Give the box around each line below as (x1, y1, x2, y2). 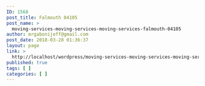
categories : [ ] (6, 71, 48, 77)
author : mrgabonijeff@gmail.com (6, 31, 88, 38)
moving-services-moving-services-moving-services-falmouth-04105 (12, 25, 182, 32)
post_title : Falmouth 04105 (6, 15, 78, 21)
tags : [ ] (6, 65, 32, 71)
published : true (6, 59, 48, 65)
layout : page (6, 43, 40, 49)
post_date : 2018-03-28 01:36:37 (6, 37, 88, 43)
